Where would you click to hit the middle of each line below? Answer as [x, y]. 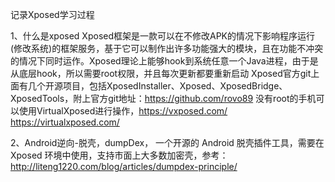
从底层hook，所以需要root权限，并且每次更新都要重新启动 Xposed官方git [161, 73]
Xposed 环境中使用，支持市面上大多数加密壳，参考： [119, 155]
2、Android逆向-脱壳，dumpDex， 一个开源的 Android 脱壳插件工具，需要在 [167, 142]
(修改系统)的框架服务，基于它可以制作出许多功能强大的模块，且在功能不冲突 [167, 48]
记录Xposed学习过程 [52, 14]
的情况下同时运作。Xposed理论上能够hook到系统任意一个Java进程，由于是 [164, 61]
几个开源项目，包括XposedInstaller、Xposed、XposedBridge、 [157, 86]
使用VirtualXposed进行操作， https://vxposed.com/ [123, 111]
